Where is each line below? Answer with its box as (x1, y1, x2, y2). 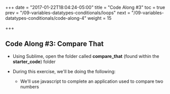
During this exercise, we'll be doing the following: (12, 68, 116, 74)
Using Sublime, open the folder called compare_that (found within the (12, 53, 159, 59)
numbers (20, 83, 39, 89)
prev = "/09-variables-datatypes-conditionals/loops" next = (5, 10, 130, 16)
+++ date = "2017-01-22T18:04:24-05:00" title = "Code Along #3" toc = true (5, 5, 165, 10)
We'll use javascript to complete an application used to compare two (20, 78, 163, 84)
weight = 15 (87, 15, 112, 21)
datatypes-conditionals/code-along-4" (5, 15, 87, 21)
